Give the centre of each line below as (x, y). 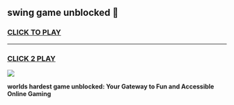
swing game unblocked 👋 (63, 13)
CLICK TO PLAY (34, 32)
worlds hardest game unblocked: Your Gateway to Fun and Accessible (111, 86)
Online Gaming (29, 93)
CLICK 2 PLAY (31, 58)
